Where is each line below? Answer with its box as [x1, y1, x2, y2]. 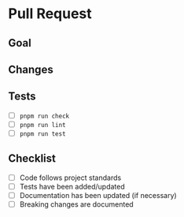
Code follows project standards [19, 173, 122, 182]
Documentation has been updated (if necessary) [19, 190, 177, 200]
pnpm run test [19, 129, 66, 138]
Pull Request [8, 5, 92, 23]
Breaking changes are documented [19, 199, 134, 209]
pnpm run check [19, 112, 70, 120]
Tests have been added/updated [19, 181, 126, 191]
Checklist [8, 152, 57, 166]
